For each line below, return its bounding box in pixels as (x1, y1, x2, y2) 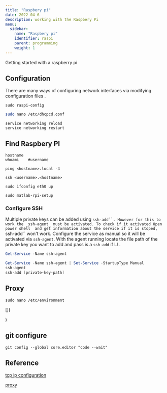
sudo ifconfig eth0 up (5, 184, 53, 189)
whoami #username (5, 158, 49, 163)
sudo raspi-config (5, 103, 44, 108)
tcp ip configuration (5, 372, 47, 378)
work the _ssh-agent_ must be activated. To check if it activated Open (5, 222, 162, 227)
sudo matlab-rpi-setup (5, 193, 53, 198)
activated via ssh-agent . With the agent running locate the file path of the (5, 236, 158, 242)
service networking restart (5, 125, 65, 130)
